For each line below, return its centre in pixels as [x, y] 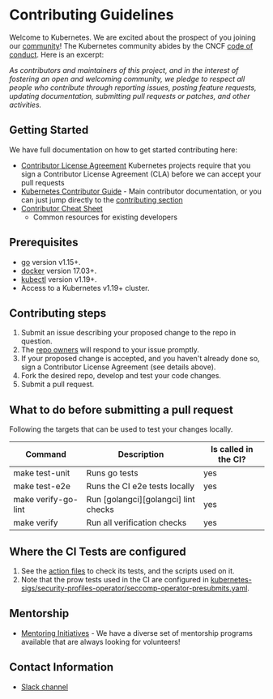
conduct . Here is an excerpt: [57, 54]
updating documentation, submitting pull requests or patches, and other [130, 96]
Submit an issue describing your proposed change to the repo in [128, 333]
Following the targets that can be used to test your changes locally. [121, 429]
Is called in [232, 450]
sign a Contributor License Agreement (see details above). [118, 367]
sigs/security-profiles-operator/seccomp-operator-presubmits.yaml [134, 588]
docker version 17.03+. [59, 271]
